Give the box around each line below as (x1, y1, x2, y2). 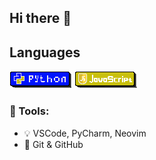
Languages (9, 44, 81, 61)
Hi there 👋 (9, 10, 72, 27)
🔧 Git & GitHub (23, 138, 84, 150)
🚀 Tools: (9, 104, 50, 118)
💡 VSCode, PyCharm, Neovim (23, 127, 147, 139)
